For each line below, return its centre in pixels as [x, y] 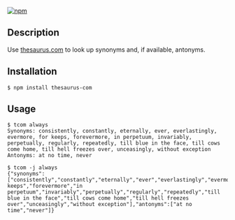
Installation [32, 72]
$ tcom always [28, 125]
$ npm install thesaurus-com [50, 87]
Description [33, 32]
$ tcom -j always [33, 168]
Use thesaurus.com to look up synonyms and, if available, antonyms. [106, 50]
